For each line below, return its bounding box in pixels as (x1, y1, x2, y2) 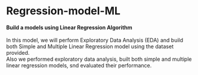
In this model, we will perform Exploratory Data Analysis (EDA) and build (6, 36, 184, 43)
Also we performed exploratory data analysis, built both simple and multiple (6, 55, 192, 62)
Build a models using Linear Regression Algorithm (6, 24, 132, 31)
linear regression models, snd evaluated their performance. (6, 61, 152, 69)
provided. (6, 49, 30, 56)
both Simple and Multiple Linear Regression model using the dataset (6, 43, 174, 50)
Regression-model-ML (6, 4, 121, 18)
